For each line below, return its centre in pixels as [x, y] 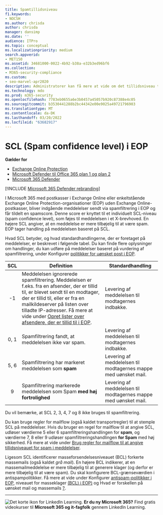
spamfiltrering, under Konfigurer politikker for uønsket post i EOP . [70, 254]
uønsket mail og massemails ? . [36, 488]
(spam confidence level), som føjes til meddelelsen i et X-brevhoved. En [77, 219]
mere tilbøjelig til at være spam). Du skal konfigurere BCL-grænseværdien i [80, 473]
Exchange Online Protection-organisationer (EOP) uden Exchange [71, 203]
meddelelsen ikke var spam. [54, 342]
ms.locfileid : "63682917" [31, 122]
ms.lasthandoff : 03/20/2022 [33, 118]
